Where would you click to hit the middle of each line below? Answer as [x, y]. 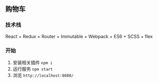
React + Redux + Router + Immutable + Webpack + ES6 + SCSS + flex [79, 36]
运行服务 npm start [33, 69]
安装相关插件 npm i [32, 62]
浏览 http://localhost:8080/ [43, 75]
